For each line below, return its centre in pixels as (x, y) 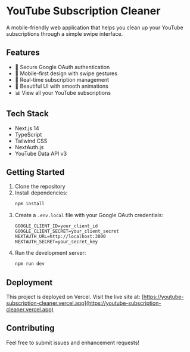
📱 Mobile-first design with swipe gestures (66, 73)
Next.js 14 (27, 128)
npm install (29, 204)
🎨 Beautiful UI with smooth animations (61, 86)
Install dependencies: (41, 193)
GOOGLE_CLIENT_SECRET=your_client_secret (67, 231)
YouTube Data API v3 (41, 153)
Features (23, 53)
